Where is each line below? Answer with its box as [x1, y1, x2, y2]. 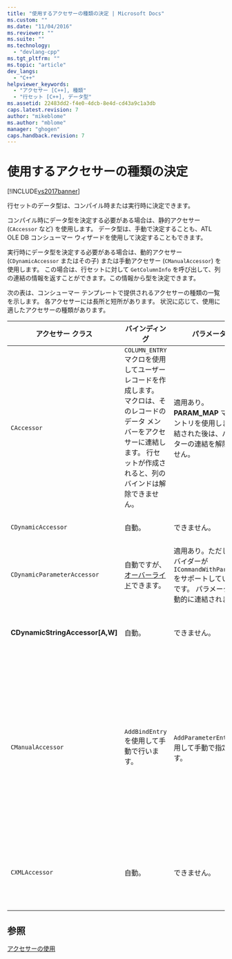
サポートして [180, 574, 222, 583]
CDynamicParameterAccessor [10, 571, 99, 579]
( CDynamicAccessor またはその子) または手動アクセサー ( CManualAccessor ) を [7, 257, 222, 265]
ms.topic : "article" [7, 61, 67, 68]
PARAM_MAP [173, 408, 219, 418]
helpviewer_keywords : [7, 81, 70, 88]
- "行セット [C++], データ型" [13, 94, 92, 101]
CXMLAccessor [10, 869, 54, 877]
